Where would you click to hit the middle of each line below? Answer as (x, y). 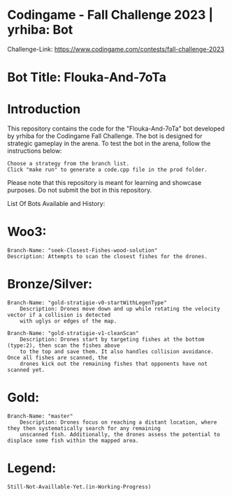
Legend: (32, 468)
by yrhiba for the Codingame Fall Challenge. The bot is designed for (105, 136)
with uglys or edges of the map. (68, 321)
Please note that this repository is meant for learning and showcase (104, 183)
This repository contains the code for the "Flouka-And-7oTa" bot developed (116, 128)
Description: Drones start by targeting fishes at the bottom (112, 339)
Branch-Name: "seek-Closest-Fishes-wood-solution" (82, 251)
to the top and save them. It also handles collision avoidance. (117, 351)
